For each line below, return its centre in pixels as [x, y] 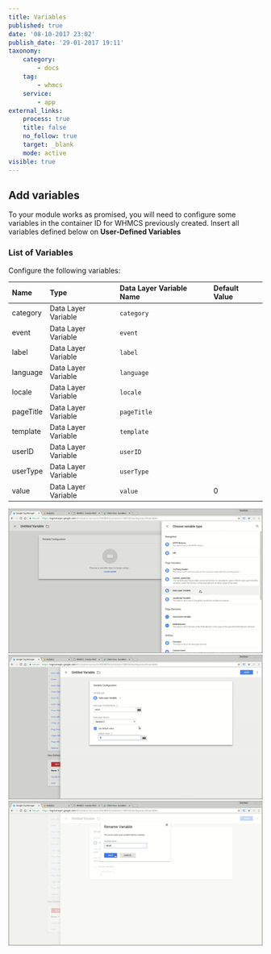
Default [226, 288]
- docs [48, 69]
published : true [35, 25]
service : [38, 94]
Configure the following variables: [65, 270]
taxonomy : [25, 51]
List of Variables [41, 252]
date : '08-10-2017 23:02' [52, 34]
